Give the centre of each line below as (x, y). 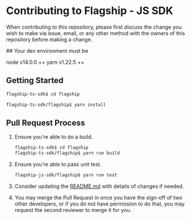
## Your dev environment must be (47, 50)
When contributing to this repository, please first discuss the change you (94, 27)
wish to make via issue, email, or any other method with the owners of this (96, 33)
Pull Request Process (46, 123)
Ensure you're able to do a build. (54, 137)
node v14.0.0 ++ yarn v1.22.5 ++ (45, 62)
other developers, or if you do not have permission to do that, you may (100, 204)
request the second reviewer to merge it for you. (73, 210)
